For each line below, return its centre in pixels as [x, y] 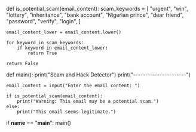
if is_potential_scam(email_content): [54, 96]
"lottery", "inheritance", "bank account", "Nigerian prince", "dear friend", [95, 15]
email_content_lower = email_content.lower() [64, 32]
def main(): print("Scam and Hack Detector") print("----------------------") [99, 75]
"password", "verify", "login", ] [43, 21]
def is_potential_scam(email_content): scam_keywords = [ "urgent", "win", [97, 9]
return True [43, 53]
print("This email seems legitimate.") [67, 112]
